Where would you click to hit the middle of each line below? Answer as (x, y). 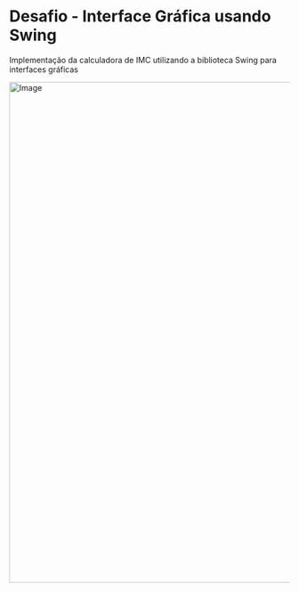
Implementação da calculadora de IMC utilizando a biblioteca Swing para (143, 60)
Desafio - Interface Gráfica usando (140, 16)
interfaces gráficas (44, 69)
